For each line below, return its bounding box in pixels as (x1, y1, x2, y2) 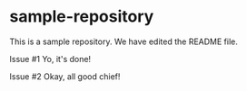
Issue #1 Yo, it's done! (9, 53, 92, 64)
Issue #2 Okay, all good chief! (9, 70, 121, 82)
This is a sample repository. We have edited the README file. (9, 36, 238, 47)
